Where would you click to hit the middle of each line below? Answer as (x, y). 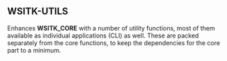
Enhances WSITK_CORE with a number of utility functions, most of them (111, 28)
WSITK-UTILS (38, 11)
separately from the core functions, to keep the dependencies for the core (114, 43)
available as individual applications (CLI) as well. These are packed (103, 35)
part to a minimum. (34, 50)
